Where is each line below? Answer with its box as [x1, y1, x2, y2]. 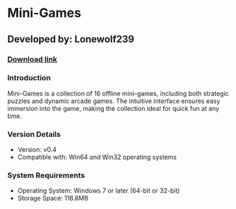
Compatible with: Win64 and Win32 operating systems [17, 153, 177, 162]
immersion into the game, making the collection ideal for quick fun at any [7, 104, 220, 112]
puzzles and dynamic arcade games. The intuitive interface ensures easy [7, 97, 220, 105]
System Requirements [7, 171, 85, 181]
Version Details [7, 129, 61, 139]
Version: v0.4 [17, 145, 57, 154]
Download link [7, 54, 58, 64]
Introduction [7, 73, 51, 83]
